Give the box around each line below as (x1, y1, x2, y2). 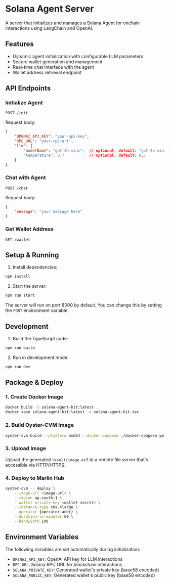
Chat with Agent (5, 174, 47, 181)
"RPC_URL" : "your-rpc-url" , (14, 139, 73, 144)
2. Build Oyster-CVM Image (5, 422, 74, 429)
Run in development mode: (12, 354, 69, 361)
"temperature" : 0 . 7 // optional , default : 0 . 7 (23, 153, 146, 158)
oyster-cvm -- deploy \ (5, 486, 56, 491)
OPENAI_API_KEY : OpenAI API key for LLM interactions (12, 556, 123, 562)
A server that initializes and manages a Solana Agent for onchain (5, 20, 140, 26)
